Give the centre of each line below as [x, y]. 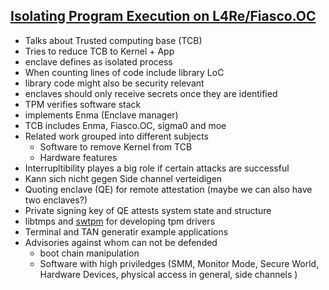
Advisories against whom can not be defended [121, 242]
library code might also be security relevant [114, 83]
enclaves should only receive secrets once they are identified [151, 93]
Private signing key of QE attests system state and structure [148, 210]
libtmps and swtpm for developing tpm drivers [120, 221]
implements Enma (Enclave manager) [101, 115]
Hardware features [78, 157]
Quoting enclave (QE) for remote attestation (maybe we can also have [168, 189]
